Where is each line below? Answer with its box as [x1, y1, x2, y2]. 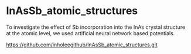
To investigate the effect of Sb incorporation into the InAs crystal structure [6, 23, 186, 31]
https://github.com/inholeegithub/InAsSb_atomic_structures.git [6, 41, 158, 48]
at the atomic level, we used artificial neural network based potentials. [6, 29, 175, 36]
